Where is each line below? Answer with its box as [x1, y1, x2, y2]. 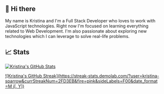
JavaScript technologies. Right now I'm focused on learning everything [5, 23, 149, 29]
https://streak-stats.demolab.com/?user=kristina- [59, 73, 160, 78]
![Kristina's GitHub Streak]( [5, 73, 60, 78]
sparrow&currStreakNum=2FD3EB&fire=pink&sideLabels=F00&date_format [5, 78, 158, 84]
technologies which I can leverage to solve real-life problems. [5, 33, 130, 39]
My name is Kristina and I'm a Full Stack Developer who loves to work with [5, 18, 156, 23]
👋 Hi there [5, 5, 36, 13]
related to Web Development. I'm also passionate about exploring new [5, 28, 147, 34]
